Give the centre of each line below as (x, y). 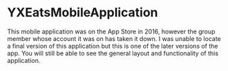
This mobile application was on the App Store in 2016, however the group (111, 31)
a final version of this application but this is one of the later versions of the (113, 46)
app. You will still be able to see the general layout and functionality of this (113, 53)
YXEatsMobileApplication (83, 13)
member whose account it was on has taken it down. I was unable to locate (114, 38)
